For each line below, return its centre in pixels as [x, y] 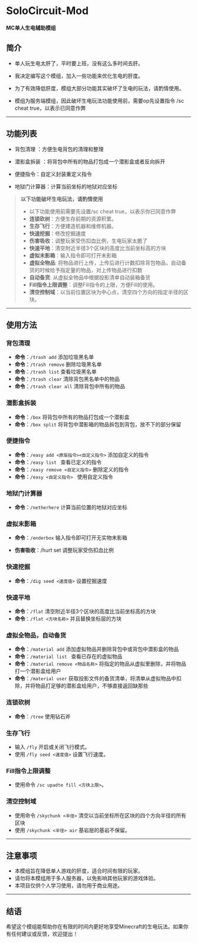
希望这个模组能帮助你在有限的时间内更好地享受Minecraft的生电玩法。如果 [95, 927]
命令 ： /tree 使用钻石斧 [43, 716]
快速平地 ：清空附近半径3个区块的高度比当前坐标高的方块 [98, 248]
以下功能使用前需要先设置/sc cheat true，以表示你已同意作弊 [103, 211]
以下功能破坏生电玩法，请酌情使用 [62, 199]
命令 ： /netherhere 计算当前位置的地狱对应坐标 [71, 507]
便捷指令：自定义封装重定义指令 [53, 174]
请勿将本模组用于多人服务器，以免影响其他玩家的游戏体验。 [86, 878]
